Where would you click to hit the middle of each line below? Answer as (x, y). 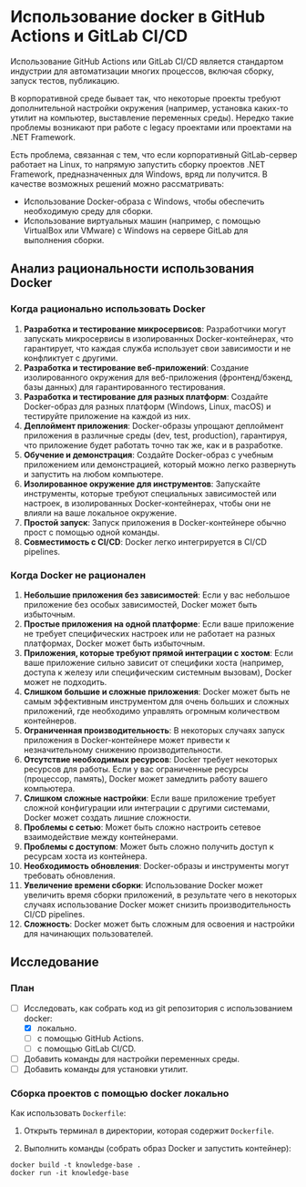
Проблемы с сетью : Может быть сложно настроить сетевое (142, 827)
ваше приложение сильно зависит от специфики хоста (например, (154, 662)
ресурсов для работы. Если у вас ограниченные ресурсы (136, 769)
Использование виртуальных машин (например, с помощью (142, 220)
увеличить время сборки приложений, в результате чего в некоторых (160, 895)
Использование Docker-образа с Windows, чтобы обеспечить (144, 201)
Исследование (55, 962)
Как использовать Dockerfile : (68, 1113)
